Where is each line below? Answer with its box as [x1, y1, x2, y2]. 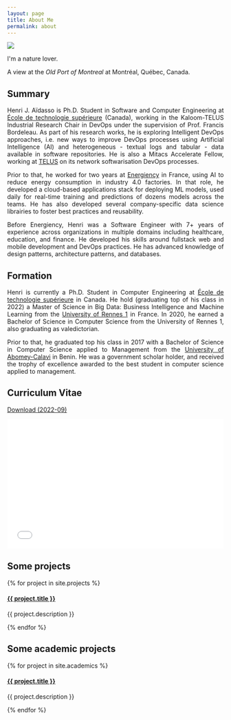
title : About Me [7, 17, 54, 23]
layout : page [7, 10, 45, 17]
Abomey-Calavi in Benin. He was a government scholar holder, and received [7, 352, 224, 361]
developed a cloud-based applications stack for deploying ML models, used [7, 185, 224, 193]
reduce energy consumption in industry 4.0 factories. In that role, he [7, 178, 224, 187]
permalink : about [7, 23, 57, 30]
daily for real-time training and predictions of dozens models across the [7, 193, 224, 201]
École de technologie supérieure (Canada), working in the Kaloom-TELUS [7, 114, 224, 122]
